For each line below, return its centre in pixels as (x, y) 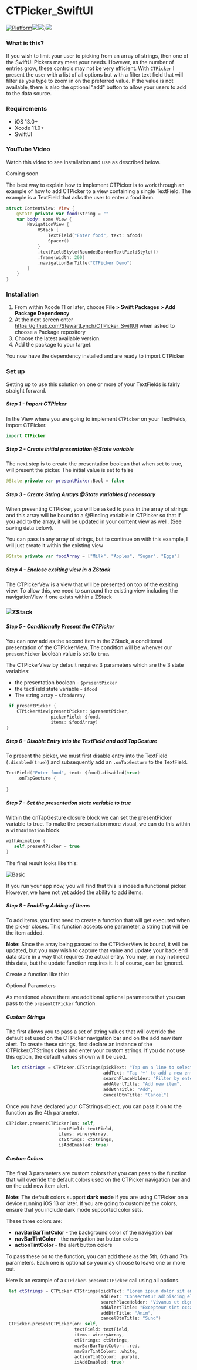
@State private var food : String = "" (63, 214)
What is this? (25, 43)
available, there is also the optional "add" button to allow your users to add (96, 87)
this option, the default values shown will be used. (67, 1057)
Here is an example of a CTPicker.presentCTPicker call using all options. (93, 1281)
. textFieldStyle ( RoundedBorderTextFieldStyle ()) (98, 252)
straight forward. (26, 390)
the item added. (25, 933)
